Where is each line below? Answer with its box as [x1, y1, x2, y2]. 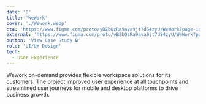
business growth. [6, 91, 50, 98]
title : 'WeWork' [6, 15, 48, 21]
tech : [6, 49, 20, 55]
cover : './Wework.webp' [6, 20, 67, 26]
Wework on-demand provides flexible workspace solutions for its [6, 71, 171, 78]
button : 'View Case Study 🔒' [6, 37, 81, 43]
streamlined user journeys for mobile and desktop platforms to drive [6, 84, 178, 92]
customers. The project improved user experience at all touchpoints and [6, 78, 189, 85]
